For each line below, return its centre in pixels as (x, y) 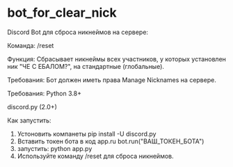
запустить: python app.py (55, 148)
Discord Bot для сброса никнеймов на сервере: (78, 32)
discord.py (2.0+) (32, 106)
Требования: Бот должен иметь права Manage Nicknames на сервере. (112, 80)
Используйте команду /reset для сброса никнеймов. (95, 156)
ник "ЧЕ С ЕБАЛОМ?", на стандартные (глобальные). (86, 66)
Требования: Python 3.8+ (45, 93)
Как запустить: (29, 120)
